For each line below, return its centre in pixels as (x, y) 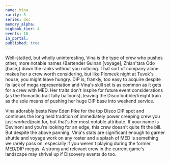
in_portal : (17, 39)
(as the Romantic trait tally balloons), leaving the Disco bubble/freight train (83, 95)
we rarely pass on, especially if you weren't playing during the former (78, 143)
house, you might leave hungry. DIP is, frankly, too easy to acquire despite (83, 79)
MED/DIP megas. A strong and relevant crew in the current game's (75, 149)
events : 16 (17, 34)
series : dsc (18, 19)
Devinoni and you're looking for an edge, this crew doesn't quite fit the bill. (83, 127)
